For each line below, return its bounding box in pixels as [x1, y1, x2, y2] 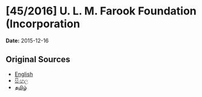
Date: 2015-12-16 [5, 37, 49, 44]
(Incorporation [5, 17, 80, 31]
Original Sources [5, 54, 70, 64]
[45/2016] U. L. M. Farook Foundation [5, 4, 197, 18]
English [14, 70, 33, 78]
